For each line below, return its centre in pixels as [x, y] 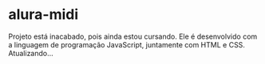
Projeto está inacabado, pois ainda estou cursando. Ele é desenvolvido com [133, 36]
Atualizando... [31, 53]
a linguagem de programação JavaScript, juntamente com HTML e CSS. [127, 44]
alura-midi [44, 15]
